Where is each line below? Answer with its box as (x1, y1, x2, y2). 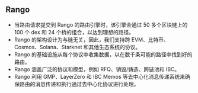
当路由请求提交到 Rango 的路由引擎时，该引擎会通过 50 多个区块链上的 (14, 21, 188, 28)
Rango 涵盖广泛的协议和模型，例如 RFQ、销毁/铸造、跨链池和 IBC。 (14, 65, 180, 73)
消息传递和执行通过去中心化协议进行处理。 (34, 80, 139, 88)
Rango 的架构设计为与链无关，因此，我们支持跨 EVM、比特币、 (14, 36, 170, 43)
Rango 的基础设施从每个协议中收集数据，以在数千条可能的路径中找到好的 (14, 50, 193, 58)
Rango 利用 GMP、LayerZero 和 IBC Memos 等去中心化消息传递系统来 (14, 73, 186, 80)
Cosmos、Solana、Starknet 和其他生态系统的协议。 (14, 43, 141, 50)
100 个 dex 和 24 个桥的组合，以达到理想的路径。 (14, 28, 135, 36)
